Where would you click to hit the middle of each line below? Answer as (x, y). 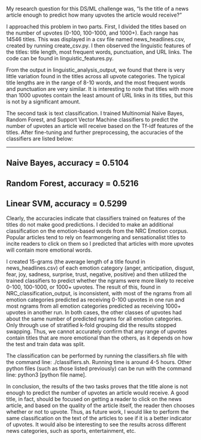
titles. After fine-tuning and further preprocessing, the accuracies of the (95, 132)
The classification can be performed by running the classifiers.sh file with (97, 356)
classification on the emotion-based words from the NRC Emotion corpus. (97, 231)
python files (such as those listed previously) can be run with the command (99, 368)
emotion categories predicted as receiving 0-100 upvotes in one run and (95, 300)
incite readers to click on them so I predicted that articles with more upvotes (100, 243)
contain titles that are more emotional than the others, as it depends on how (100, 338)
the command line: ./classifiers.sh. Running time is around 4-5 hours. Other (99, 362)
